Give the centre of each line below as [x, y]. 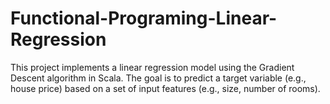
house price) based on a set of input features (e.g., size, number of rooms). [165, 88]
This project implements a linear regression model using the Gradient [152, 67]
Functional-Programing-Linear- [144, 18]
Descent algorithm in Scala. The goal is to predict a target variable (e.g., [158, 78]
